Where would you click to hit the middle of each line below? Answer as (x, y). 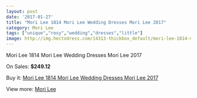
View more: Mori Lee (31, 89)
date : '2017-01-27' (30, 17)
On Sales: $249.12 (28, 66)
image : (14, 38)
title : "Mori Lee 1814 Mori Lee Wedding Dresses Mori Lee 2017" (86, 22)
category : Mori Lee (30, 28)
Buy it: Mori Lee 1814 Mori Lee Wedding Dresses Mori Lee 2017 (82, 78)
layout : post (22, 11)
